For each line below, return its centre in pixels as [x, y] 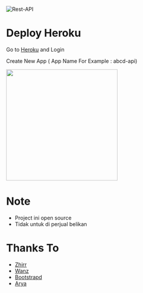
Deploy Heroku [44, 33]
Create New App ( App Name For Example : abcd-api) [72, 61]
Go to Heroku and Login [35, 49]
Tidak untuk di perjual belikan [51, 224]
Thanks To [33, 248]
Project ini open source [43, 218]
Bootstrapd [28, 277]
